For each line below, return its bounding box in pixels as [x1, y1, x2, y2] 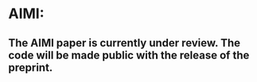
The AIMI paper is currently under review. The [8, 36, 241, 50]
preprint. [8, 61, 53, 74]
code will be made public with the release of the [8, 48, 250, 61]
